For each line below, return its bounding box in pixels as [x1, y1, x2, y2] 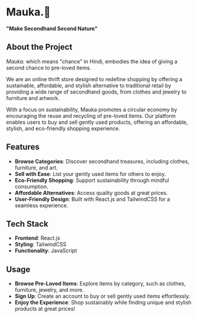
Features [6, 142, 40, 152]
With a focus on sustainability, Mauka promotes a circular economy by [6, 106, 177, 113]
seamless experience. [14, 201, 69, 209]
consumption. [14, 183, 49, 190]
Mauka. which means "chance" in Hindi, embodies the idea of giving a [6, 57, 177, 65]
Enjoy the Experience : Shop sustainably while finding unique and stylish [14, 299, 192, 306]
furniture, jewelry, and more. [14, 287, 84, 294]
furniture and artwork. [6, 94, 60, 101]
